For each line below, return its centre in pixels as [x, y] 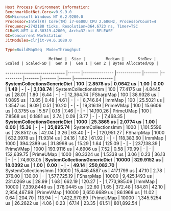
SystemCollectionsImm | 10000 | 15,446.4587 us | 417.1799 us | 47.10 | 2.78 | [85, 170]
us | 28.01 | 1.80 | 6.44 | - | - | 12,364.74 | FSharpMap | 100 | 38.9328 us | [82, 95]
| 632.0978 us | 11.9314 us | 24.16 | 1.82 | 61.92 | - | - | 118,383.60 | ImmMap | [86, 138]
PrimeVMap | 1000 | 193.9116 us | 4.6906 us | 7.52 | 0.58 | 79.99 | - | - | [80, 149]
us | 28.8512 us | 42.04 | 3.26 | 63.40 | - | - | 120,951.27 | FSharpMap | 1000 [85, 132]
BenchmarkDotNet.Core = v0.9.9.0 [39, 12]
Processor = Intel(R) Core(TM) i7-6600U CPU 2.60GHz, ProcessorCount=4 [81, 21]
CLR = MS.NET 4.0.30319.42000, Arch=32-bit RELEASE [59, 31]
